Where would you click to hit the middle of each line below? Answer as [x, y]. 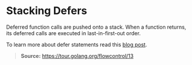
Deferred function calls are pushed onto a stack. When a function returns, [96, 27]
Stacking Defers [47, 11]
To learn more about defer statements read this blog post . [76, 45]
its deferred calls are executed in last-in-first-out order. [73, 33]
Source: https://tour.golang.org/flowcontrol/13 [77, 56]
